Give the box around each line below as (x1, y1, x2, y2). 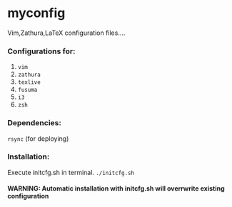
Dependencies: (7, 118, 62, 128)
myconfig (7, 5, 66, 21)
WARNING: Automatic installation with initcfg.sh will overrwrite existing (7, 184, 225, 193)
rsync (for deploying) (7, 134, 69, 143)
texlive (17, 79, 41, 86)
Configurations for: (7, 46, 76, 56)
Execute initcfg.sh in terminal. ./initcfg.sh (7, 168, 134, 176)
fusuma (17, 87, 38, 94)
